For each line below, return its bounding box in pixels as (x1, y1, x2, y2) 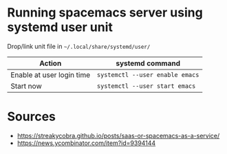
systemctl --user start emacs (96, 82, 196, 90)
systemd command (116, 58, 181, 68)
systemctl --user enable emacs (96, 71, 199, 78)
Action (39, 58, 62, 68)
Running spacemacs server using (7, 5, 203, 21)
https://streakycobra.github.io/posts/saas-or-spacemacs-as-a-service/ (17, 131, 220, 140)
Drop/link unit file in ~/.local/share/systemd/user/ (7, 42, 151, 50)
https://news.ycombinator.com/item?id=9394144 (17, 139, 156, 147)
